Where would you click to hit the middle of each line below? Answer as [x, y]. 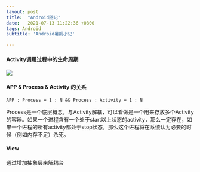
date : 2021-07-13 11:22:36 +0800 [50, 23]
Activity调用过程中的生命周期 [42, 59]
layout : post [22, 12]
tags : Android [24, 28]
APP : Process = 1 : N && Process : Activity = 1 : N [75, 100]
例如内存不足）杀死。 [43, 134]
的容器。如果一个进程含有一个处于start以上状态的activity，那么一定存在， [96, 119]
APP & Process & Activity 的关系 [46, 87]
